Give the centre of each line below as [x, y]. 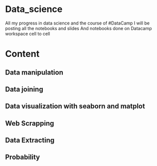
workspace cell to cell [28, 33]
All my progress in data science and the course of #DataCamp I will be [78, 23]
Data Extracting [30, 140]
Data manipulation [34, 72]
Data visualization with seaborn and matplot [75, 106]
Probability [23, 157]
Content [22, 54]
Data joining [24, 89]
